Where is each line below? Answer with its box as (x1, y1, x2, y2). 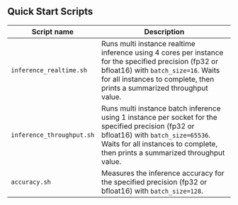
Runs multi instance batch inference (101, 103, 221, 113)
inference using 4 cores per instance (101, 48, 224, 57)
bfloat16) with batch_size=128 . (101, 186, 203, 196)
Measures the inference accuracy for (101, 168, 225, 178)
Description (144, 26, 185, 36)
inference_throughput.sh (11, 131, 95, 139)
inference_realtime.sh (11, 66, 87, 74)
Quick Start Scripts (7, 6, 93, 18)
